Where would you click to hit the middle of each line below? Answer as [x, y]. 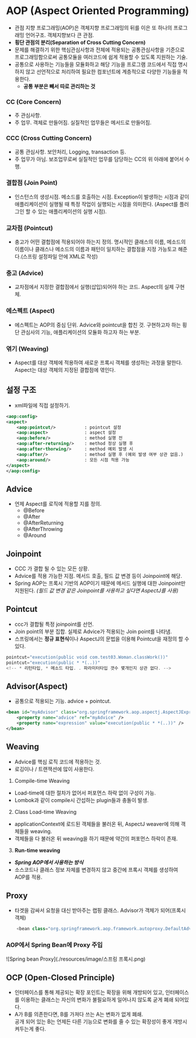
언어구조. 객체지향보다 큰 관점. [60, 35]
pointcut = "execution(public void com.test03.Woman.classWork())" [87, 657]
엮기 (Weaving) [27, 348]
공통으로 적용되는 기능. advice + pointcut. [63, 701]
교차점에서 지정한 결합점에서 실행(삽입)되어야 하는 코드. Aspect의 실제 [94, 287]
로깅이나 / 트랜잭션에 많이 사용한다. [54, 769]
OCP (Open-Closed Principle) [60, 978]
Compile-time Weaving [42, 780]
